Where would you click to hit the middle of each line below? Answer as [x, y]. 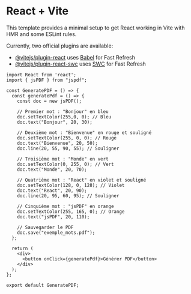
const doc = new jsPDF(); [50, 101]
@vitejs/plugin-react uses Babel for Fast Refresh [75, 57]
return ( [23, 248]
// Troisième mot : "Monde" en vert [63, 159]
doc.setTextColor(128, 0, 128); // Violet [71, 185]
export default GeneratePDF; [43, 285]
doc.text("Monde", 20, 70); [52, 170]
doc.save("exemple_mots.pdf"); [56, 233]
